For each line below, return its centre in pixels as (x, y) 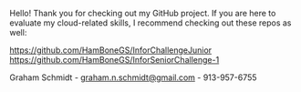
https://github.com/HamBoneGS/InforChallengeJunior (111, 50)
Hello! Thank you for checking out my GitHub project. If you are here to (143, 13)
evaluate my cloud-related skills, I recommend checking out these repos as (150, 23)
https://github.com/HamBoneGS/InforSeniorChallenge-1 (114, 60)
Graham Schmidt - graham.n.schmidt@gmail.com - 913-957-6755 (133, 77)
